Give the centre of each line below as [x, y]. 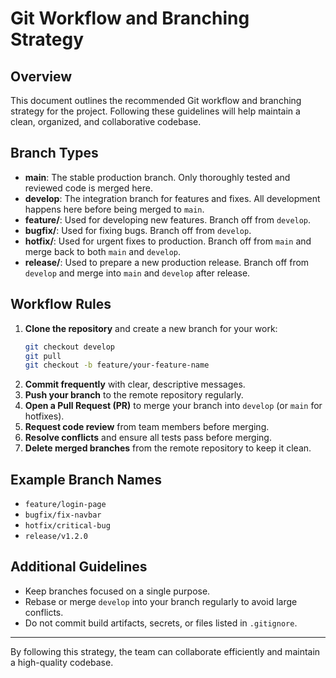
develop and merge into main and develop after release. [137, 273]
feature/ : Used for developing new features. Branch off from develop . [168, 219]
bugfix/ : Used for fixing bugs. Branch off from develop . [138, 230]
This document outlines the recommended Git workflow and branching [156, 100]
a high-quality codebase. [62, 662]
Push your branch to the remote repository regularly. [134, 395]
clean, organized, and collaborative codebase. [106, 121]
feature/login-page [65, 505]
